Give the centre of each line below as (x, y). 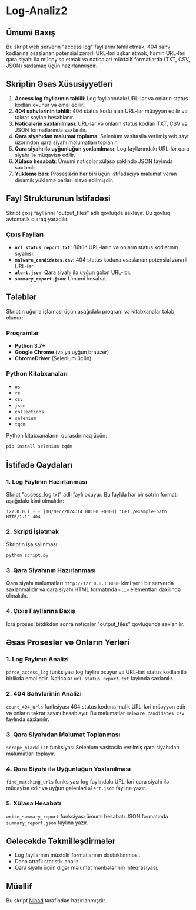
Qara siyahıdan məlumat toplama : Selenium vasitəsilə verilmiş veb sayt (102, 136)
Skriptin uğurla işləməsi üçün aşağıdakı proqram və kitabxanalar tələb (90, 311)
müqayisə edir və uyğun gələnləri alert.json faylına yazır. (76, 788)
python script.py (27, 555)
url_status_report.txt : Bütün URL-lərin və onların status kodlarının (96, 247)
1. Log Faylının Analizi (37, 659)
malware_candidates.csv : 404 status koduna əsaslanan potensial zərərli (101, 260)
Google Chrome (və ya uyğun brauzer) (62, 352)
